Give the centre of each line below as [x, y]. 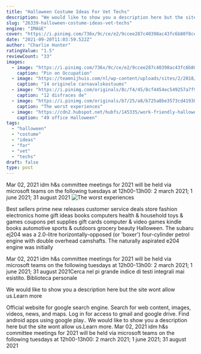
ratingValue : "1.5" [31, 51]
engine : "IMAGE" [26, 28]
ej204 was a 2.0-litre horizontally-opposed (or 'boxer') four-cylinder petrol [98, 235]
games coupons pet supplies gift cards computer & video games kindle [94, 222]
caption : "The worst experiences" [60, 106]
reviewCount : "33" [29, 56]
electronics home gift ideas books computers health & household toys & [95, 216]
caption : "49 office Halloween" [57, 117]
